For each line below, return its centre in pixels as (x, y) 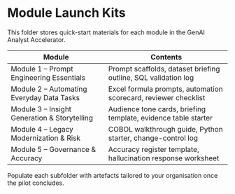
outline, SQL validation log (151, 77)
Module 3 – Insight (41, 109)
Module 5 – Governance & (54, 149)
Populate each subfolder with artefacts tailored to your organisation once (113, 175)
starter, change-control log (153, 138)
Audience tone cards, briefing (157, 109)
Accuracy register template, (154, 149)
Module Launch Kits (66, 13)
